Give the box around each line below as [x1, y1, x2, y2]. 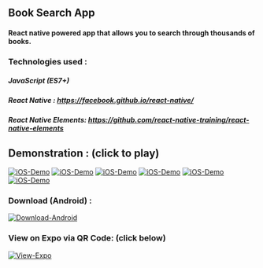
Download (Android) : [8, 195, 92, 206]
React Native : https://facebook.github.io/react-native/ [8, 95, 194, 105]
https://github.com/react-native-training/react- [87, 116, 250, 125]
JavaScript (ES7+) [8, 75, 69, 85]
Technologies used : [8, 56, 88, 67]
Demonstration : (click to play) [8, 146, 160, 160]
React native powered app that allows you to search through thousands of [8, 28, 255, 38]
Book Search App [8, 6, 96, 20]
